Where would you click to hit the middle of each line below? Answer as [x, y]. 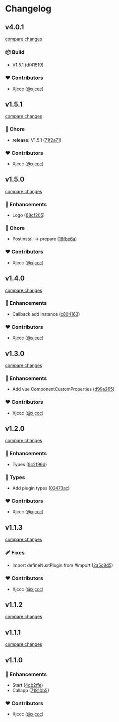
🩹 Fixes [15, 552]
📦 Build [15, 52]
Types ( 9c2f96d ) [30, 464]
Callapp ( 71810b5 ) [31, 690]
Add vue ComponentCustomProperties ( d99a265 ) [63, 389]
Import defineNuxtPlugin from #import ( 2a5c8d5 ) [62, 565]
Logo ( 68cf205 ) [29, 215]
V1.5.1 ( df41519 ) [28, 65]
